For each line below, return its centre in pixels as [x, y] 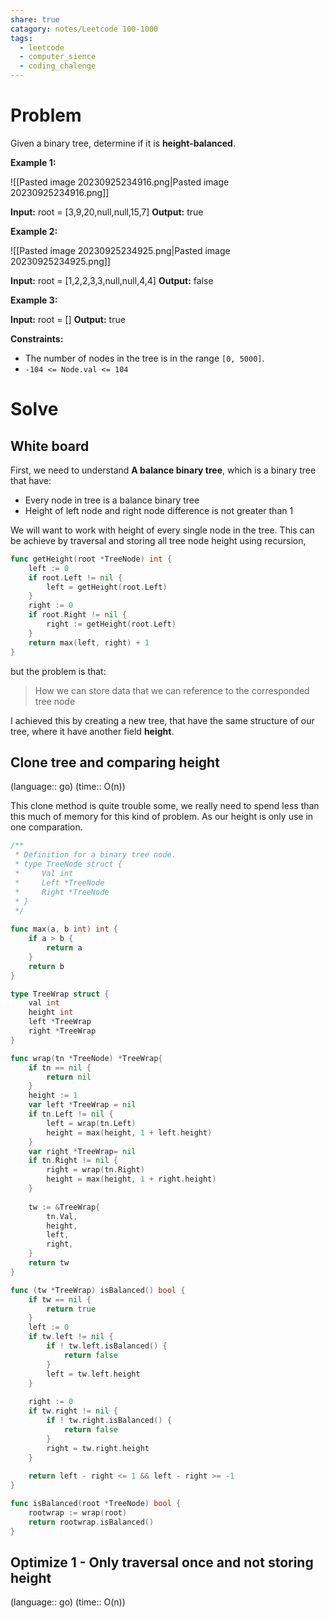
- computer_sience [58, 57]
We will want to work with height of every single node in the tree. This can [162, 530]
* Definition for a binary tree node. [95, 855]
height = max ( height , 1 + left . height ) [129, 1132]
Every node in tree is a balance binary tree [112, 500]
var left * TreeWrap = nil [82, 1105]
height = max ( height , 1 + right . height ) [131, 1179]
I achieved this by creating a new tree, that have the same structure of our [162, 720]
